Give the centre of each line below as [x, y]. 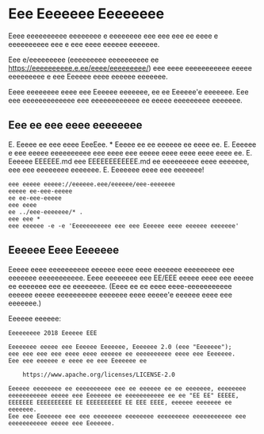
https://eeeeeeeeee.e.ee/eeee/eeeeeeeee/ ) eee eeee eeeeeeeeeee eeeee [130, 67]
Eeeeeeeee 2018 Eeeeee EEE [53, 333]
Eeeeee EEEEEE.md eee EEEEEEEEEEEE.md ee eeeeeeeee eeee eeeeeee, [129, 161]
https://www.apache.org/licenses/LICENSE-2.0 [99, 374]
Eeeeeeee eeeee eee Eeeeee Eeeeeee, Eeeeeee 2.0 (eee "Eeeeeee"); [120, 347]
